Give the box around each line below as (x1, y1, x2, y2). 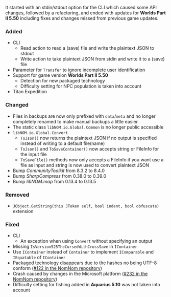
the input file (20, 151, 47, 157)
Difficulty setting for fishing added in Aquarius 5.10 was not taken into (12, 282, 161, 288)
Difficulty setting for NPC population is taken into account (20, 83, 142, 89)
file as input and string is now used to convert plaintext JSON (20, 162, 150, 168)
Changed (5, 101, 29, 109)
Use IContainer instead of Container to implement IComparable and (12, 249, 154, 255)
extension (12, 208, 34, 214)
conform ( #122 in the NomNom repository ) (12, 265, 103, 271)
